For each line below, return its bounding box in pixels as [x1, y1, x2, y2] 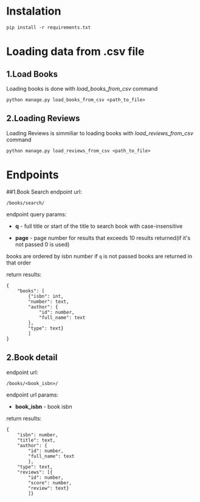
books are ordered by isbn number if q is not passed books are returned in [6, 252, 193, 260]
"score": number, [28, 479, 72, 486]
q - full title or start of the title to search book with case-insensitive [15, 222, 183, 230]
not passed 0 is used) [15, 241, 70, 248]
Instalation [6, 4, 61, 18]
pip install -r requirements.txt [6, 24, 91, 30]
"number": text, [28, 299, 69, 305]
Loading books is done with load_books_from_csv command [6, 85, 158, 92]
